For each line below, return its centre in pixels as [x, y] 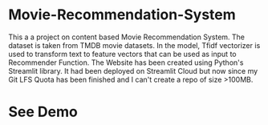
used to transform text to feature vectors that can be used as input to [122, 54]
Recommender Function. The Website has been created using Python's [126, 62]
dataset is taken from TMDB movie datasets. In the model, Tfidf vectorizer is [134, 45]
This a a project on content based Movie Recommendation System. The [127, 37]
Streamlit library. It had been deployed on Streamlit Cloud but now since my [133, 71]
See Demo [43, 112]
